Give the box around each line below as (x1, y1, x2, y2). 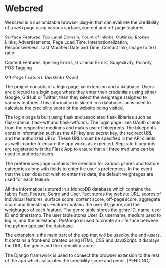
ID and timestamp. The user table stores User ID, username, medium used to (5, 212, 161, 218)
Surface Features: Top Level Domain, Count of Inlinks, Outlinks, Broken (5, 34, 150, 40)
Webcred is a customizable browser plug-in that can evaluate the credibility (5, 19, 159, 25)
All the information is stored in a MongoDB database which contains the (5, 186, 151, 191)
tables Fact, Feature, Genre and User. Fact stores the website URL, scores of (5, 191, 161, 197)
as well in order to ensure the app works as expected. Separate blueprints (5, 140, 156, 146)
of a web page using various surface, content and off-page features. (5, 24, 145, 30)
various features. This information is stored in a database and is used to (5, 99, 151, 105)
